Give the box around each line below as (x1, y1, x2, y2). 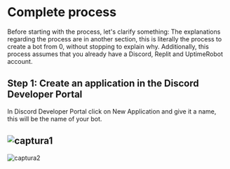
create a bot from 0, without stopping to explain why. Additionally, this (7, 42, 209, 50)
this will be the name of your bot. (7, 114, 102, 123)
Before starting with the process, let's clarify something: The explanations (7, 27, 221, 36)
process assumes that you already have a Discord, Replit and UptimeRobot (7, 50, 223, 58)
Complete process (7, 4, 117, 20)
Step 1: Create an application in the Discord (7, 78, 199, 90)
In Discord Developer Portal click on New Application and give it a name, (7, 107, 217, 116)
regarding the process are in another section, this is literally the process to (7, 34, 222, 43)
